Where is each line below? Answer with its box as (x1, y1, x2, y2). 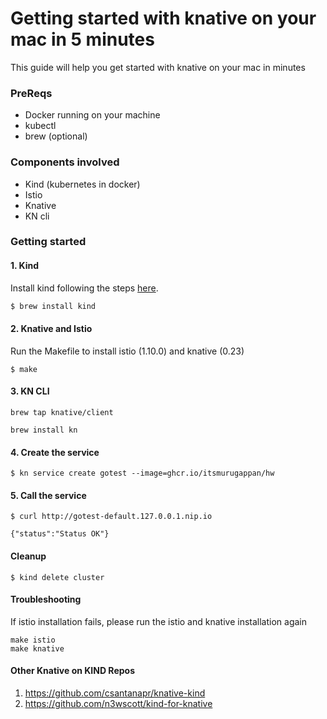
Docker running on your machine (24, 109, 161, 121)
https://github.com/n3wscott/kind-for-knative (24, 697, 213, 709)
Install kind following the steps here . (10, 282, 159, 294)
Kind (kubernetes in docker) (24, 178, 141, 190)
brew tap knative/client (10, 407, 114, 417)
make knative (10, 643, 65, 654)
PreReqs (10, 86, 53, 100)
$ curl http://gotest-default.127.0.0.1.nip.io (10, 512, 213, 522)
